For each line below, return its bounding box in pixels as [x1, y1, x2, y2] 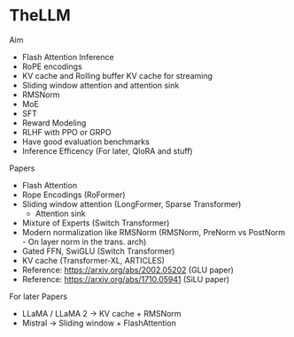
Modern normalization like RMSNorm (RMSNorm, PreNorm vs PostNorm [21, 226, 286, 237]
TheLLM [9, 5, 71, 26]
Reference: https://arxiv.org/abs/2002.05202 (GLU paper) [21, 264, 235, 275]
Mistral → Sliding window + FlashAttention [21, 318, 177, 328]
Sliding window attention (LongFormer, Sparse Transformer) [21, 198, 242, 209]
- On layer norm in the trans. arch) [21, 236, 147, 247]
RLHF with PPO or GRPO [21, 126, 112, 137]
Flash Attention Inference [21, 51, 114, 62]
